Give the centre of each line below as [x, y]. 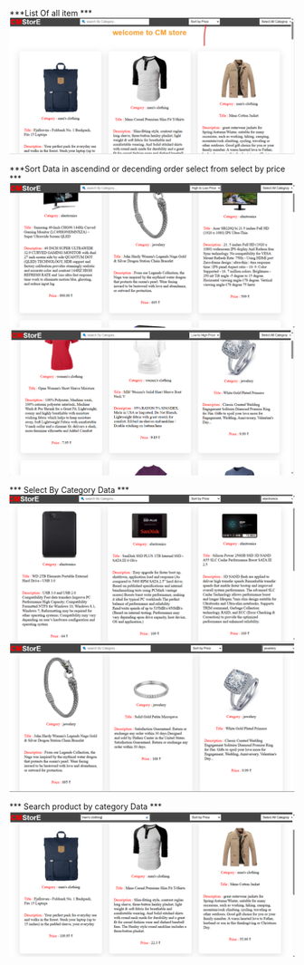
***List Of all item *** [51, 13]
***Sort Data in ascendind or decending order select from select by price [147, 169]
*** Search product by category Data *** [86, 806]
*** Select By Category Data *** [69, 490]
